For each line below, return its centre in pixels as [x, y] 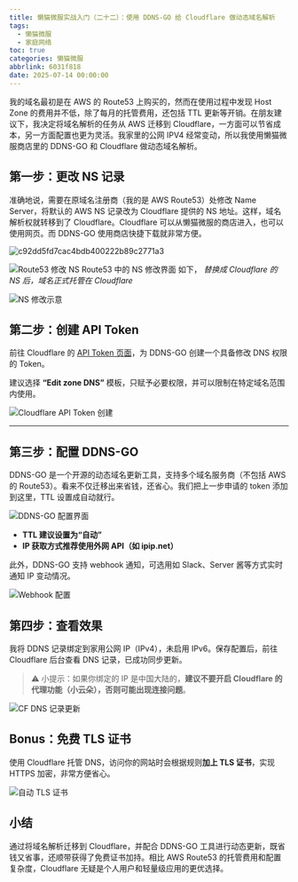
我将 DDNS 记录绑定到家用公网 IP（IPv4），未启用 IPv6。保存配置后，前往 [144, 648]
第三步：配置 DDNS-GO [74, 452]
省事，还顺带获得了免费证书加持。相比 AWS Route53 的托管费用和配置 [153, 857]
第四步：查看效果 [56, 626]
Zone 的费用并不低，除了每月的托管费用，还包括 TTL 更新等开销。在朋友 [142, 113]
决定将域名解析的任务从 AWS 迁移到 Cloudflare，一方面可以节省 [156, 123]
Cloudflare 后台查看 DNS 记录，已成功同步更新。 [98, 660]
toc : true [27, 51]
